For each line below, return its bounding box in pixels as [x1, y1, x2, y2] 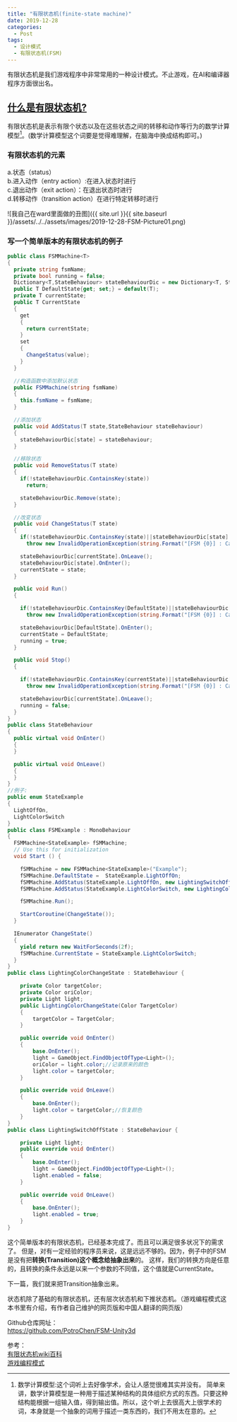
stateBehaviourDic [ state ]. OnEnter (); [20, 560, 131, 567]
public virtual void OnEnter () [13, 735, 106, 742]
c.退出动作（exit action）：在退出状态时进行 [7, 185, 133, 194]
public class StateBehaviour [7, 722, 93, 729]
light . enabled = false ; [32, 1172, 102, 1179]
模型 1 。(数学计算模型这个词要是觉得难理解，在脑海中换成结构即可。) [7, 129, 202, 139]
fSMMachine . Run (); [20, 898, 74, 906]
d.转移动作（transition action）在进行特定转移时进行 [7, 194, 159, 202]
